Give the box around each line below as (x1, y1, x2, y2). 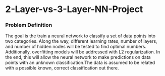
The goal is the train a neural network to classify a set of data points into (5, 33, 155, 39)
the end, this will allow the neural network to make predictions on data (5, 54, 151, 60)
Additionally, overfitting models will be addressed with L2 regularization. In (5, 49, 160, 55)
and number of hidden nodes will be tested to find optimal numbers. (5, 44, 146, 50)
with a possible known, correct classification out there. (5, 65, 120, 71)
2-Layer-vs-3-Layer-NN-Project (5, 4, 143, 15)
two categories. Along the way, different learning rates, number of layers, (5, 38, 157, 44)
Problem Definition (5, 22, 52, 29)
